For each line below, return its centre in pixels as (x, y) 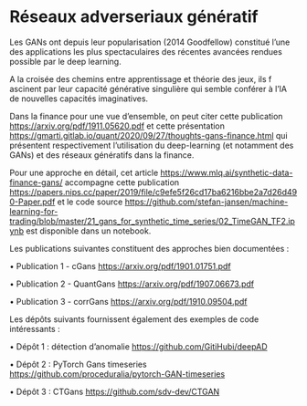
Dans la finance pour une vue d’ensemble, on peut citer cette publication (146, 116)
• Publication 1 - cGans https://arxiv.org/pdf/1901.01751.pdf (120, 265)
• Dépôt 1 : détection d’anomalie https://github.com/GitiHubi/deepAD (138, 346)
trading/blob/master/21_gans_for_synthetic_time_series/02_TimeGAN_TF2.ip (152, 221)
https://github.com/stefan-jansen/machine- (206, 202)
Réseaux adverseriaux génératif (134, 17)
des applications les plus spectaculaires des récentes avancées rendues (146, 51)
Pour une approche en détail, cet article (84, 172)
